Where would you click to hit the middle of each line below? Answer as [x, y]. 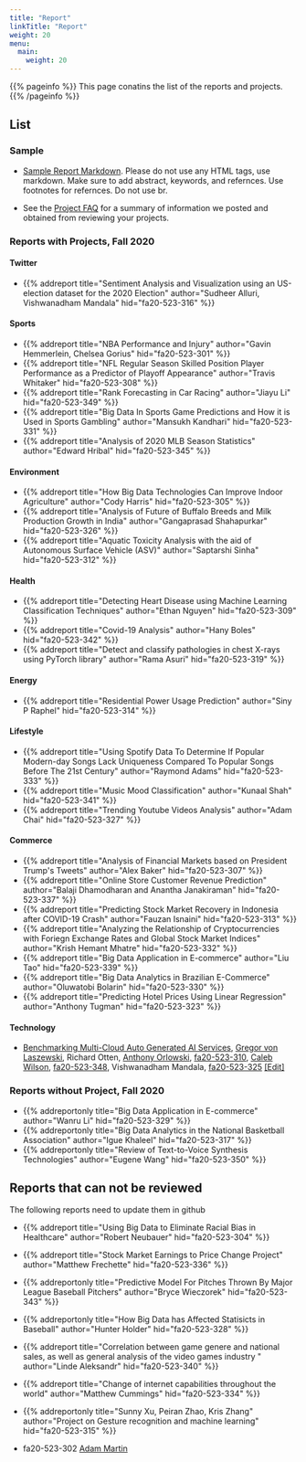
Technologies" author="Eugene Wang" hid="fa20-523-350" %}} [144, 1159]
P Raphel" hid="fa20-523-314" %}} [90, 710]
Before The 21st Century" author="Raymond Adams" [122, 771]
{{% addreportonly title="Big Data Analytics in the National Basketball [153, 1130]
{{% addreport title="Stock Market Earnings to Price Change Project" [153, 1255]
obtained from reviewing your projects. [96, 217]
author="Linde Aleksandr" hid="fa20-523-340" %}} [121, 1366]
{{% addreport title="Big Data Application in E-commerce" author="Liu [156, 958]
